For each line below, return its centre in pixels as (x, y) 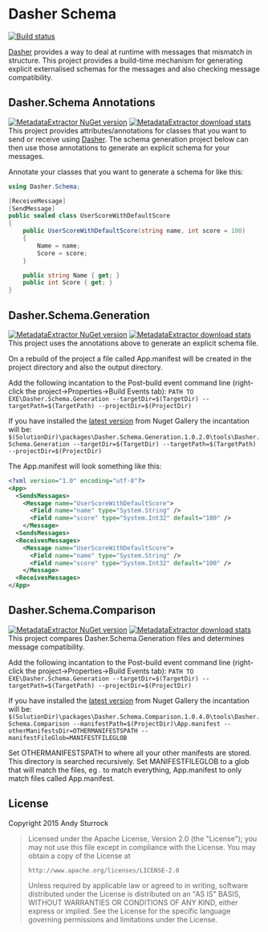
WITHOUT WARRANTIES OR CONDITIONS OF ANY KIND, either (133, 902)
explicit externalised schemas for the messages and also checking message (134, 68)
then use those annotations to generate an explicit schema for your (119, 147)
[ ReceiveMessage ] (37, 201)
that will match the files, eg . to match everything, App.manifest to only (125, 770)
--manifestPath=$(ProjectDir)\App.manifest (146, 724)
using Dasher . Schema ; (45, 186)
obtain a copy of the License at (79, 856)
